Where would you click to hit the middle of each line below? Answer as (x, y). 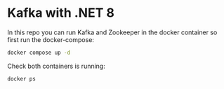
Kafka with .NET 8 (61, 13)
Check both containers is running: (56, 66)
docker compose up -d (39, 53)
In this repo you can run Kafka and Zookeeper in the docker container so (112, 32)
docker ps (22, 78)
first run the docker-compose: (51, 39)
